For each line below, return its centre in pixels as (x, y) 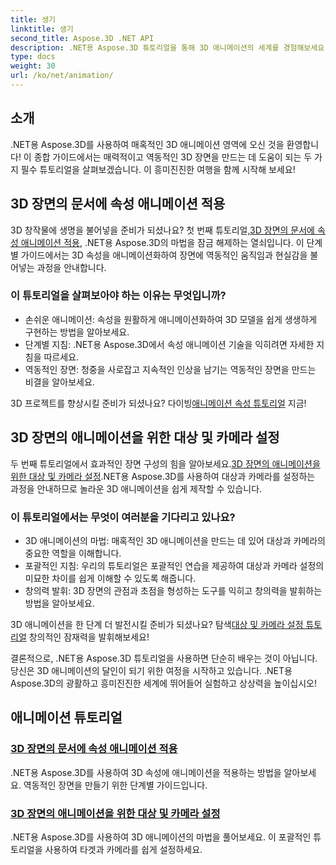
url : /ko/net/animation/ (62, 76)
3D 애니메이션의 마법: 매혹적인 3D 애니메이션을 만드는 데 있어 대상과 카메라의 (175, 540)
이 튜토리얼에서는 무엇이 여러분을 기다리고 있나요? (123, 517)
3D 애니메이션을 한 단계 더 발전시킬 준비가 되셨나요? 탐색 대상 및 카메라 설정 (157, 624)
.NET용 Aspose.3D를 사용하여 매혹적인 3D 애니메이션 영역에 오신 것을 (147, 144)
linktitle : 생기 (42, 29)
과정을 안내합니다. (71, 267)
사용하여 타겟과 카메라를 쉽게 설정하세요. (123, 849)
